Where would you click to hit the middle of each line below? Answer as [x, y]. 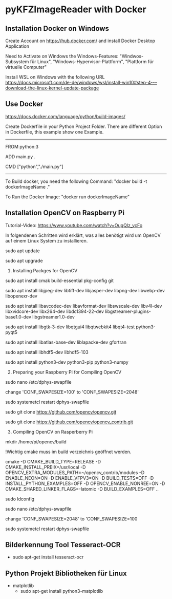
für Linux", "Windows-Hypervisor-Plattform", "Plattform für [92, 62]
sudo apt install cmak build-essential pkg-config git [60, 280]
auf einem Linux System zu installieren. [47, 240]
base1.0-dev [18, 316]
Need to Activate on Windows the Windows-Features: [62, 56]
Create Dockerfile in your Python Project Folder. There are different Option [84, 126]
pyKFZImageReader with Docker [76, 10]
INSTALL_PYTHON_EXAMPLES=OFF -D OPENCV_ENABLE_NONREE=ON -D [85, 483]
